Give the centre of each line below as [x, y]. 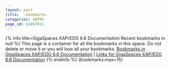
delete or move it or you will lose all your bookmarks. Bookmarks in [75, 49]
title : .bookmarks [26, 15]
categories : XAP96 [25, 19]
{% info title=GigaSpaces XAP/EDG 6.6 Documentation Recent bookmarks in [85, 38]
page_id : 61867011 [25, 24]
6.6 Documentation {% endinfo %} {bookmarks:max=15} [64, 60]
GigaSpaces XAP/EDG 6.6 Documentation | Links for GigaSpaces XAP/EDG [84, 54]
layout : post [19, 10]
